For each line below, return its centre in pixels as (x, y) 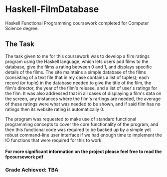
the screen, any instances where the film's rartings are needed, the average (83, 98)
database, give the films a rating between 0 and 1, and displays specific (79, 66)
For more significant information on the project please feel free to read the (83, 151)
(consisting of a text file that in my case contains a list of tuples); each (77, 77)
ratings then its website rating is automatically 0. (55, 109)
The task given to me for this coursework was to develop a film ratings (78, 56)
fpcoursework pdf (24, 157)
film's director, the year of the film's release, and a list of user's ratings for (81, 88)
